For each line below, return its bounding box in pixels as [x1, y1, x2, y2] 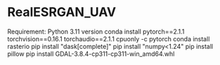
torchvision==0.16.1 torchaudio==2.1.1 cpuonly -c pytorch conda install [7, 34, 210, 43]
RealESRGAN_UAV [7, 4, 117, 20]
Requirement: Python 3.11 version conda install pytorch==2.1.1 [7, 27, 185, 36]
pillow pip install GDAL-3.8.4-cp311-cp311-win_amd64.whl [7, 50, 175, 58]
